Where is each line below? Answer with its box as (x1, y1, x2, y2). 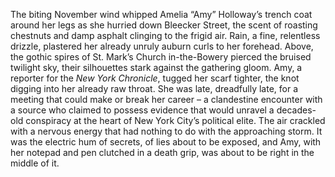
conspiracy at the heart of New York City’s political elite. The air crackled (25, 115, 326, 126)
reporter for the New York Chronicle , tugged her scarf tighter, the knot (10, 72, 300, 84)
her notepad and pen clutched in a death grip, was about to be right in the (10, 147, 315, 158)
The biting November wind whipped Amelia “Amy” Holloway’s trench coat (10, 9, 313, 20)
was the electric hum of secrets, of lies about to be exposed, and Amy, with (10, 136, 322, 148)
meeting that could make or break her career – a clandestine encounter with (10, 94, 323, 105)
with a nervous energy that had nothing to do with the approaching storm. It (10, 125, 323, 137)
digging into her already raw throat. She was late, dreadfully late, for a (10, 83, 299, 94)
